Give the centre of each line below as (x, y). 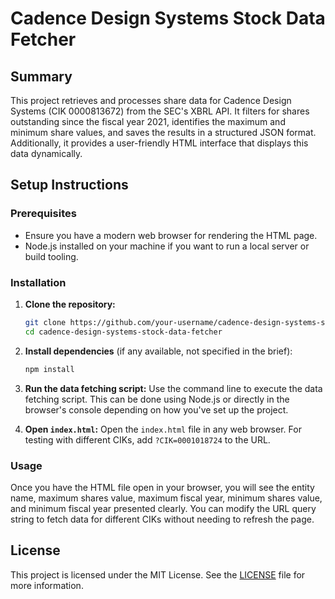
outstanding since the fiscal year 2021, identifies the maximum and (148, 121)
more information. (47, 585)
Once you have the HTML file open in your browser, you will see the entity (162, 487)
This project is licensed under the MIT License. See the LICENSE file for (158, 574)
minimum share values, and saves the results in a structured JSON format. (163, 132)
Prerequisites (43, 214)
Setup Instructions (69, 185)
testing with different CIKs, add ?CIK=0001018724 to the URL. (147, 439)
